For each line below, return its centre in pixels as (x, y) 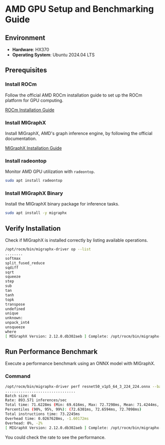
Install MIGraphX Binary (34, 193)
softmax (13, 258)
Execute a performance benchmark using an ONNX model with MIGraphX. (80, 364)
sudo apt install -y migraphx (36, 213)
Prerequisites (26, 70)
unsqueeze (15, 327)
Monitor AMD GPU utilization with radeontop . (50, 171)
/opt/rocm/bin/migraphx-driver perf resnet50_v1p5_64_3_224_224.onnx (78, 386)
